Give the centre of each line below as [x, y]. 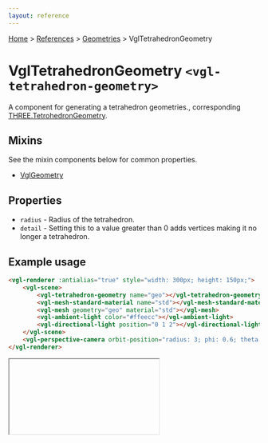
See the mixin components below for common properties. [103, 160]
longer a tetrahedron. [55, 237]
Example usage [47, 262]
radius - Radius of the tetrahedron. [77, 220]
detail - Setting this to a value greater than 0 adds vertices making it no [138, 228]
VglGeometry [41, 175]
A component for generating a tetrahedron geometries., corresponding [124, 107]
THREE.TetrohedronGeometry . [58, 115]
